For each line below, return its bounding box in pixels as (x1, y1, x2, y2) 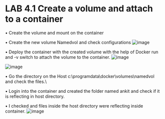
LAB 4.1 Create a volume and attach (5, 3, 153, 14)
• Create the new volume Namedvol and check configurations (5, 39, 131, 45)
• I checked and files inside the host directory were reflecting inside (5, 103, 143, 109)
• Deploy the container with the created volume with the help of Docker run (5, 49, 159, 55)
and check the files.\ (5, 79, 47, 84)
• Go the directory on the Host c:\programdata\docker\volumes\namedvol (5, 73, 155, 79)
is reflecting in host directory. (5, 93, 65, 99)
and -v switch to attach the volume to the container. (5, 54, 110, 60)
